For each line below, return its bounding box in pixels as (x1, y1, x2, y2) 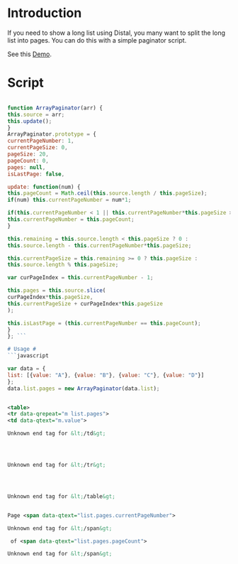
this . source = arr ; (7, 111, 65, 118)
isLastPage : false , (7, 170, 65, 178)
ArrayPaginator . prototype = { (7, 131, 97, 138)
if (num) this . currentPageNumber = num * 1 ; (7, 197, 132, 204)
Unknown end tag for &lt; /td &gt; (7, 430, 106, 438)
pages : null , (7, 163, 46, 171)
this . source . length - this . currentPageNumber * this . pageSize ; (7, 242, 192, 249)
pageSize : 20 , (7, 151, 50, 158)
